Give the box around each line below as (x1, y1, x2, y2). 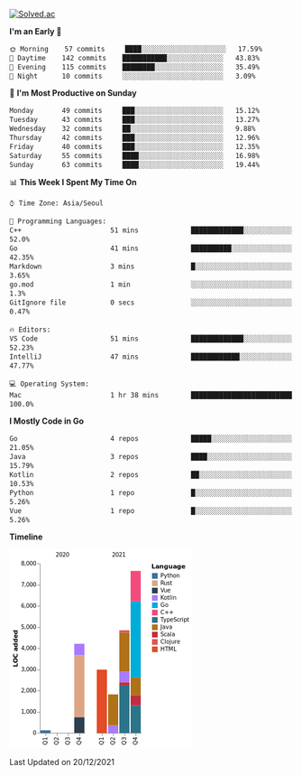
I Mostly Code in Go (9, 416, 84, 426)
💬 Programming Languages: (9, 217, 106, 226)
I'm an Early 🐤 (9, 26, 62, 36)
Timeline (9, 531, 43, 542)
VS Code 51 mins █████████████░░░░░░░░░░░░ (9, 334, 293, 343)
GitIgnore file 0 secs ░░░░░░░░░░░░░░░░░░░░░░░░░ (9, 298, 293, 307)
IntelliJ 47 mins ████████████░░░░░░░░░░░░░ (9, 352, 293, 361)
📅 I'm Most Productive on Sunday (9, 88, 137, 98)
